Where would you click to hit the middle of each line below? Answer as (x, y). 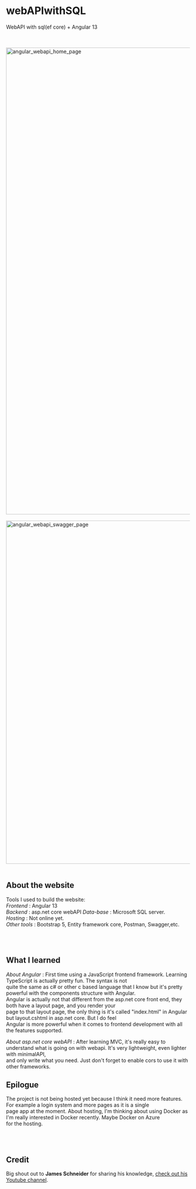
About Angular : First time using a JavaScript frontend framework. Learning (97, 974)
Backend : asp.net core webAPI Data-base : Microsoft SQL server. (86, 912)
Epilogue (22, 1085)
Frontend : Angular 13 (32, 905)
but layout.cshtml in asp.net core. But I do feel (61, 1018)
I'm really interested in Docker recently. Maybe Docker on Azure (83, 1118)
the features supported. (34, 1030)
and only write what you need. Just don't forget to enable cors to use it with (97, 1060)
